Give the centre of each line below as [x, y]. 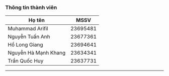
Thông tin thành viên [31, 7]
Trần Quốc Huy [26, 61]
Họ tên [37, 20]
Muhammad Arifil [28, 29]
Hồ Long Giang [26, 45]
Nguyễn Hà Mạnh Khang [37, 53]
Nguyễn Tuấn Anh [29, 37]
